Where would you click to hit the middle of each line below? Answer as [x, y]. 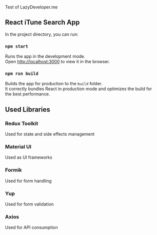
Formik [13, 170]
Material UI [18, 147]
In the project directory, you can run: [42, 34]
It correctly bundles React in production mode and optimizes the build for [78, 89]
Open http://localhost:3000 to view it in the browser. [58, 62]
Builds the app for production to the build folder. [54, 84]
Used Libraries [28, 109]
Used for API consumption [31, 228]
